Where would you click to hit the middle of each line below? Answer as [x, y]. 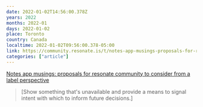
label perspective [28, 80]
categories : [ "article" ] [37, 57]
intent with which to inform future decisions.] [77, 98]
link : [13, 51]
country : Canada [27, 40]
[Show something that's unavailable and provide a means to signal [104, 91]
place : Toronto [25, 34]
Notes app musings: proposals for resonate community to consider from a [98, 73]
